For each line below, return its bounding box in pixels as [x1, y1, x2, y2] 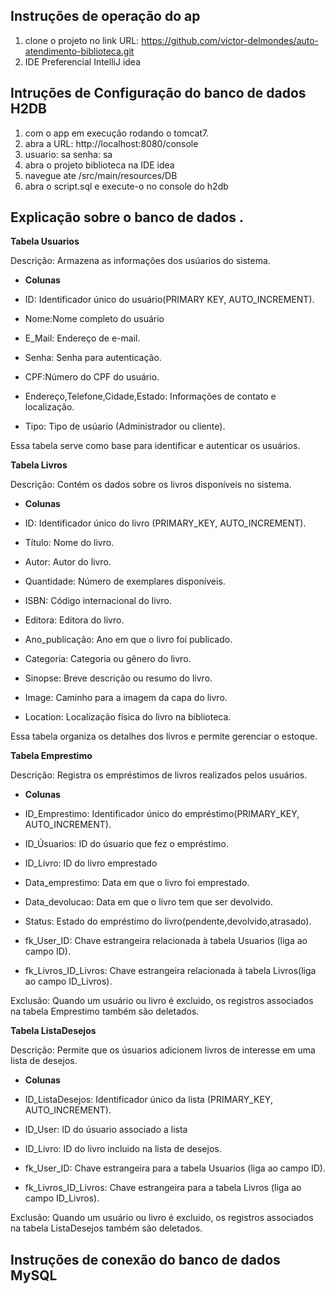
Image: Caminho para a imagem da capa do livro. [24, 692, 228, 704]
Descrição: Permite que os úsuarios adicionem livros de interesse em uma [10, 1044, 316, 1056]
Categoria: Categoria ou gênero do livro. [24, 653, 192, 665]
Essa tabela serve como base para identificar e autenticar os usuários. [10, 440, 301, 452]
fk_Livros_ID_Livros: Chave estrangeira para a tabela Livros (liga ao [24, 1182, 302, 1194]
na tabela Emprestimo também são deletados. [10, 1005, 200, 1018]
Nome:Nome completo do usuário [24, 313, 165, 325]
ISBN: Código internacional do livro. [24, 595, 172, 607]
